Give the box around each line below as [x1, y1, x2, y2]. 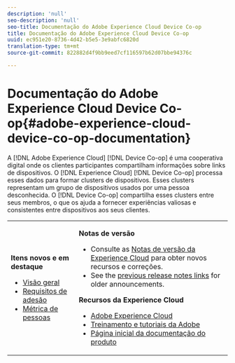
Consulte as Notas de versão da [90, 244, 196, 254]
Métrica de [22, 303, 58, 313]
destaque [10, 261, 43, 271]
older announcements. [90, 279, 165, 289]
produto [90, 337, 117, 347]
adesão [22, 295, 48, 305]
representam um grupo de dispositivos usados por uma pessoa [7, 183, 190, 191]
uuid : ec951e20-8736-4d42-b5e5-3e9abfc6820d [7, 36, 139, 43]
